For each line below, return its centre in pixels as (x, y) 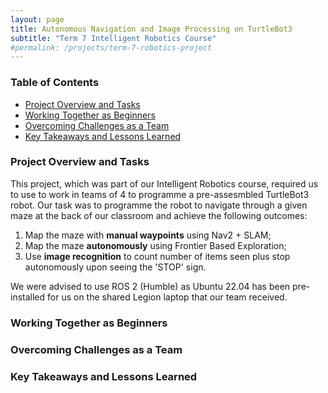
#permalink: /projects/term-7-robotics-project (111, 47)
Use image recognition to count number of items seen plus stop (157, 256)
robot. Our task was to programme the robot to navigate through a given (159, 205)
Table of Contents (55, 83)
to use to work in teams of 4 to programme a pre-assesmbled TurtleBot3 (160, 194)
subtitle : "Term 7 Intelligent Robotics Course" (113, 38)
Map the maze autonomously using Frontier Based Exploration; (155, 245)
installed (28, 297)
